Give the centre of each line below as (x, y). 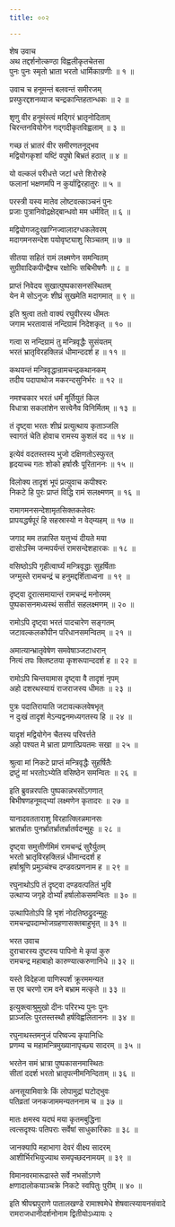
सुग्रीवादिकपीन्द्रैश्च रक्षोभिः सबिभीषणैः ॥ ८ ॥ (69, 267)
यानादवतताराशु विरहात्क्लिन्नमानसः (56, 819)
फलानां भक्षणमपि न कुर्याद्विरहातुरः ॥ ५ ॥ (65, 183)
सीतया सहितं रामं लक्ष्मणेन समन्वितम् (59, 258)
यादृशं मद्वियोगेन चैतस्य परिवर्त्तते (52, 734)
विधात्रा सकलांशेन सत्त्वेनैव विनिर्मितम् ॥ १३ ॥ (73, 408)
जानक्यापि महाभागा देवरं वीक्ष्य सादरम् (60, 1147)
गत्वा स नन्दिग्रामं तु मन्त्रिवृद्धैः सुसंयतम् (61, 341)
